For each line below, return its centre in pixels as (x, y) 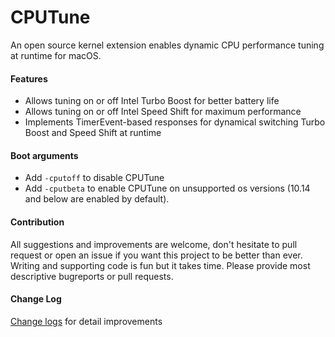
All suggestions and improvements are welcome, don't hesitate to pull (154, 244)
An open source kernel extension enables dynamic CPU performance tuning (167, 45)
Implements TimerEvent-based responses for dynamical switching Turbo (175, 122)
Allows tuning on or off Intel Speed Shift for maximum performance (163, 112)
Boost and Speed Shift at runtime (93, 133)
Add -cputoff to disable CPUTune (94, 178)
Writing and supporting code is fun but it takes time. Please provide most (160, 265)
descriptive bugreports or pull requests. (92, 276)
